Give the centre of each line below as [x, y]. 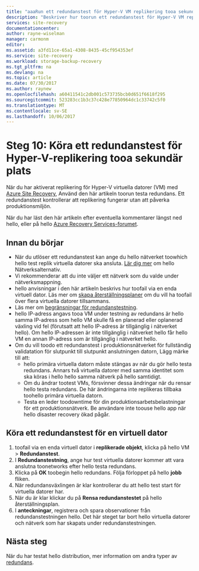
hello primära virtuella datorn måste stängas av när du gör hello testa [107, 364]
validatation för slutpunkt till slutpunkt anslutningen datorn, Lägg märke [102, 351]
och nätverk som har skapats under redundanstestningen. [86, 523]
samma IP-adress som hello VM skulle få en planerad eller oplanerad [98, 320]
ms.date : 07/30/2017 [32, 84]
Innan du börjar [35, 243]
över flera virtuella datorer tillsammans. [62, 301]
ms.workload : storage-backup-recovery [54, 61]
